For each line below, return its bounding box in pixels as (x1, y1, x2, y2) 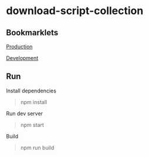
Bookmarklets (6, 28, 59, 38)
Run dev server (6, 110, 43, 117)
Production (6, 43, 33, 50)
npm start (20, 121, 44, 128)
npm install (20, 98, 48, 105)
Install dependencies (6, 87, 57, 94)
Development (6, 55, 39, 61)
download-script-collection (6, 4, 144, 18)
